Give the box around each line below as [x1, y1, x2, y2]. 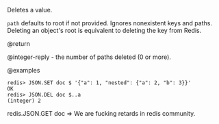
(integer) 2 [7, 97, 41, 104]
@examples [7, 66, 40, 74]
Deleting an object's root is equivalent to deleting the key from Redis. [7, 27, 202, 34]
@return [7, 40, 31, 47]
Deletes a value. [7, 6, 53, 14]
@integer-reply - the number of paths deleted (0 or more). [7, 53, 171, 61]
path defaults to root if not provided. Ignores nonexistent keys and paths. [7, 19, 212, 27]
